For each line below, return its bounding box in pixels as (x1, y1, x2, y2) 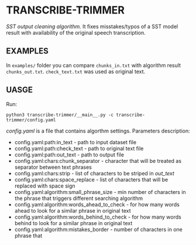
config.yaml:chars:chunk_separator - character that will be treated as (14, 157, 182, 164)
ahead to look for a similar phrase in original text (14, 207, 131, 214)
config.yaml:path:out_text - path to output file (14, 151, 125, 158)
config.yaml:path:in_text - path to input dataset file (14, 138, 136, 145)
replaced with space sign (14, 182, 75, 189)
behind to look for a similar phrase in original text (14, 219, 133, 226)
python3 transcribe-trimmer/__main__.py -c (6, 112, 114, 118)
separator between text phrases (14, 164, 92, 171)
